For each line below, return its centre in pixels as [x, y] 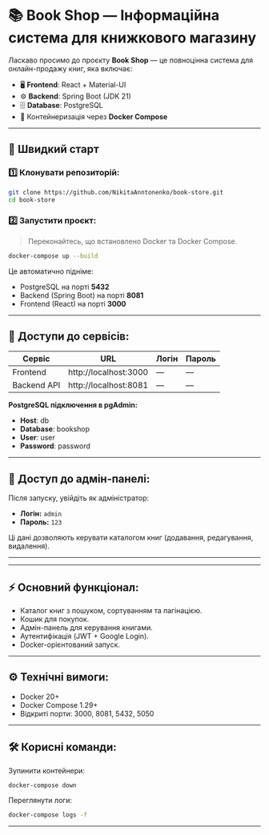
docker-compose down [43, 785]
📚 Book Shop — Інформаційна [114, 16]
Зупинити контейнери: [47, 770]
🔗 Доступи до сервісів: [69, 336]
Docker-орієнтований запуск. [70, 644]
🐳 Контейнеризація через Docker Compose [94, 116]
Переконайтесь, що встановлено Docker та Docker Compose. [132, 241]
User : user [38, 438]
